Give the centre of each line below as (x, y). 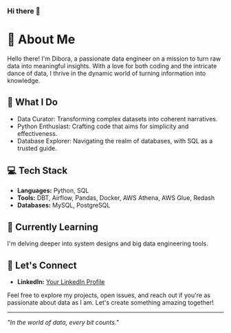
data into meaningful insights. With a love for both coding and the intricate (112, 65)
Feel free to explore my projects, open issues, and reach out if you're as (109, 295)
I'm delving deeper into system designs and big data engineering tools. (108, 243)
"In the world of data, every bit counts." (63, 323)
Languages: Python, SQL (53, 191)
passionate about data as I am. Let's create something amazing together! (111, 303)
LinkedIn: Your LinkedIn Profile (61, 282)
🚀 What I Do (33, 102)
